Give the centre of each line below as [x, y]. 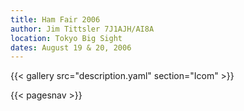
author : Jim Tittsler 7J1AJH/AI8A [82, 29]
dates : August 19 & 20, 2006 [71, 47]
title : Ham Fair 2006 [55, 19]
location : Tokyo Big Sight [66, 38]
